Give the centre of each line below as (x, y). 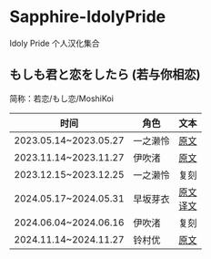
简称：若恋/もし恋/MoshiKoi (61, 98)
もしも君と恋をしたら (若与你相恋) (105, 75)
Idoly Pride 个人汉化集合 (55, 43)
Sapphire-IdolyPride (88, 17)
